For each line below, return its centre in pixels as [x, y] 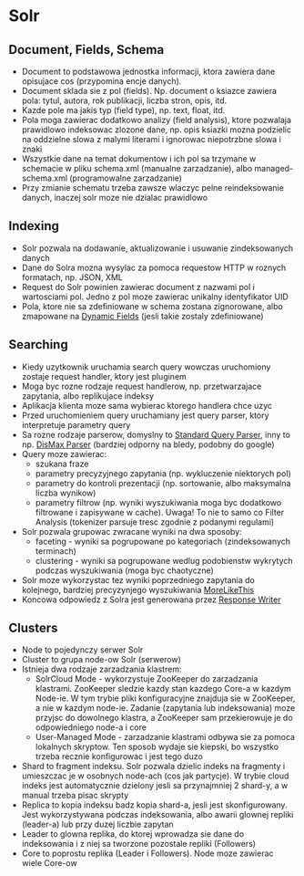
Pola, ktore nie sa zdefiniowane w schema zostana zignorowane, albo [152, 306]
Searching [39, 344]
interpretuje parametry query [76, 424]
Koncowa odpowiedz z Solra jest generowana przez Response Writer [151, 600]
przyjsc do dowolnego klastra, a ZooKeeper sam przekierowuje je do [164, 718]
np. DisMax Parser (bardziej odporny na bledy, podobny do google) [148, 444]
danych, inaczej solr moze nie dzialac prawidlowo [115, 198]
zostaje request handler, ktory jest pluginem [104, 376]
